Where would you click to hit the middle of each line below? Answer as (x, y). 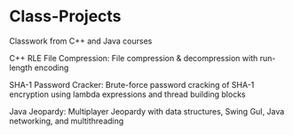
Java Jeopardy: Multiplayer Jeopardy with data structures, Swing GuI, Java (147, 111)
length (21, 67)
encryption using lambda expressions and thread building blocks (127, 94)
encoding (51, 67)
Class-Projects (65, 16)
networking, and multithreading (67, 121)
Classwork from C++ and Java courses (81, 41)
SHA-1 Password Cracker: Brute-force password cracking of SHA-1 (132, 84)
